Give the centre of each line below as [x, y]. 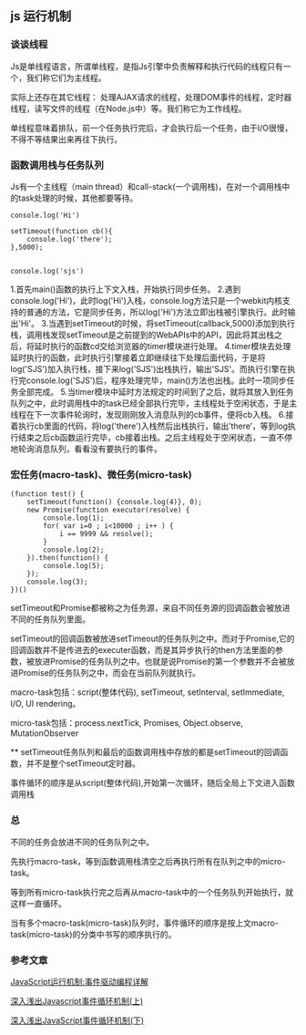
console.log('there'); [70, 239]
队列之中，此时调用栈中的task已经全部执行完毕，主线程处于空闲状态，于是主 [154, 403]
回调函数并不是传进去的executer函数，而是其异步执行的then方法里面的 [143, 650]
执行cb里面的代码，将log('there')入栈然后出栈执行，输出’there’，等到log [153, 426]
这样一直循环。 [38, 903]
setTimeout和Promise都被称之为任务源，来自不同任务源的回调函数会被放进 [150, 608]
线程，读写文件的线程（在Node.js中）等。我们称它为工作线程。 [128, 109]
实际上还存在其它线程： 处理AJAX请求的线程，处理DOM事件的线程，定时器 [151, 97]
